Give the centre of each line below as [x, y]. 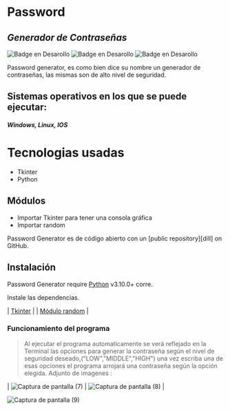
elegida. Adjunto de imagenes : [68, 373]
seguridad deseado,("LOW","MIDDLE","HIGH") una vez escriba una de [124, 358]
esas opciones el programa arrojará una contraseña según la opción [121, 365]
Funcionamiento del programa [59, 329]
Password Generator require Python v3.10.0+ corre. [80, 284]
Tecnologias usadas [66, 153]
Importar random [41, 224]
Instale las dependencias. [43, 297]
